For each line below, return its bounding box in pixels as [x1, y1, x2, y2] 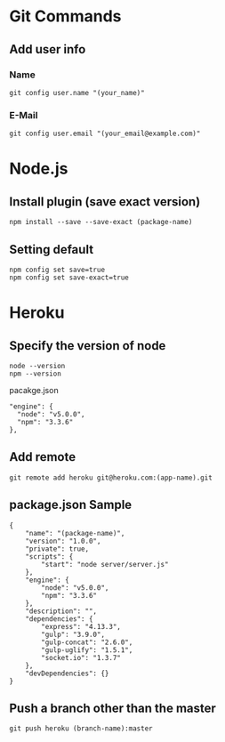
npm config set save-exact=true [9, 273, 129, 282]
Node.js [9, 158, 68, 179]
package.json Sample [9, 497, 133, 512]
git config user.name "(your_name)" [9, 88, 145, 97]
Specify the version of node [9, 338, 166, 353]
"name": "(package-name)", [25, 528, 125, 537]
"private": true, [25, 544, 90, 553]
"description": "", [25, 607, 98, 616]
